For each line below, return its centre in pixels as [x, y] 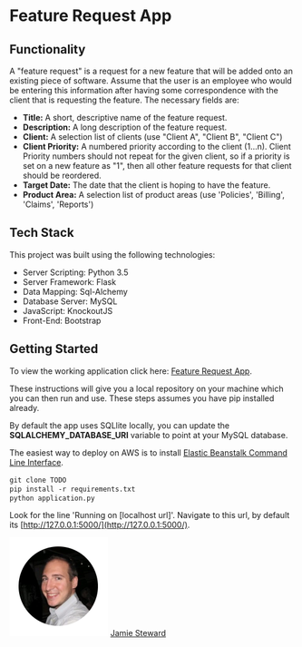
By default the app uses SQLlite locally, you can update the [120, 425]
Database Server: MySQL [70, 301]
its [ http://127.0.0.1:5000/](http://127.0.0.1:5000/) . [100, 524]
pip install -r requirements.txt [73, 489]
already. [24, 407]
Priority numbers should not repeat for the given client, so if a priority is [156, 156]
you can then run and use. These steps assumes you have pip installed [142, 398]
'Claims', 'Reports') [58, 204]
